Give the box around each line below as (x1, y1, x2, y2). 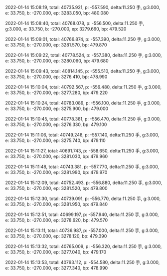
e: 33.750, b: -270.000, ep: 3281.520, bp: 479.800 (5, 185, 108, 191)
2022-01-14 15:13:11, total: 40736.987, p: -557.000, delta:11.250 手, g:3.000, (5, 227, 159, 233)
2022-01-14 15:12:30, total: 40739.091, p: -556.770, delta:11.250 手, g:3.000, (5, 195, 161, 201)
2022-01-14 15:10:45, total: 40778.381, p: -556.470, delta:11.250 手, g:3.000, (5, 116, 161, 121)
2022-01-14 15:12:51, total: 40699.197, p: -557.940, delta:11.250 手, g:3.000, (5, 211, 159, 217)
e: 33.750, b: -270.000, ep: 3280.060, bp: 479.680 (5, 58, 109, 63)
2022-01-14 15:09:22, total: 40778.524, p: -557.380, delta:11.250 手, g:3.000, (5, 52, 162, 58)
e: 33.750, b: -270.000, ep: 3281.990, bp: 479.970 (5, 169, 108, 175)
